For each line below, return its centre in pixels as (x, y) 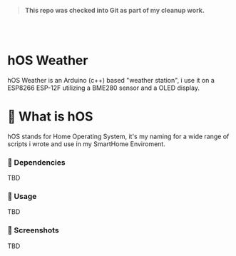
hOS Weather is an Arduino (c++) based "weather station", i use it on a (111, 80)
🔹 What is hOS (50, 117)
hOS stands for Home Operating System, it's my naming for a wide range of (118, 136)
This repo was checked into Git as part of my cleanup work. (115, 10)
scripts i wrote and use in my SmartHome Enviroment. (86, 144)
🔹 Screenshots (33, 230)
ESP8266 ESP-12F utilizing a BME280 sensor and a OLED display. (103, 88)
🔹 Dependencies (36, 162)
